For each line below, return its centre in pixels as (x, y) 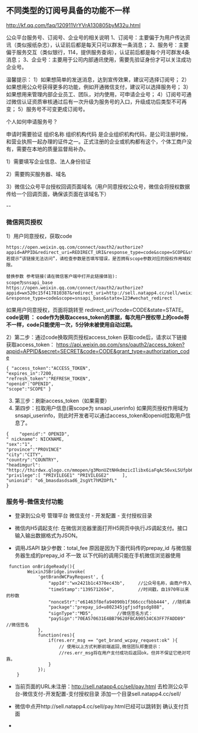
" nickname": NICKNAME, (35, 439)
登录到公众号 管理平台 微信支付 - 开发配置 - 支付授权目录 (83, 516)
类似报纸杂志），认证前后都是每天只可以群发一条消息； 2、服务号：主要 (103, 45)
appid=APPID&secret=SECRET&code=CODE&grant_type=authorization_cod (98, 351)
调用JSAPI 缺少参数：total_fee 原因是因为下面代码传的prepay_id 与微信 (100, 548)
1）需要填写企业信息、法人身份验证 (49, 161)
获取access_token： (30, 345)
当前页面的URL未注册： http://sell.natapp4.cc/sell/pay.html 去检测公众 (99, 686)
